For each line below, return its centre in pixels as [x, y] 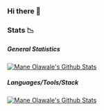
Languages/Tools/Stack [43, 83]
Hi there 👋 [24, 11]
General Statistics [34, 49]
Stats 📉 [21, 30]
